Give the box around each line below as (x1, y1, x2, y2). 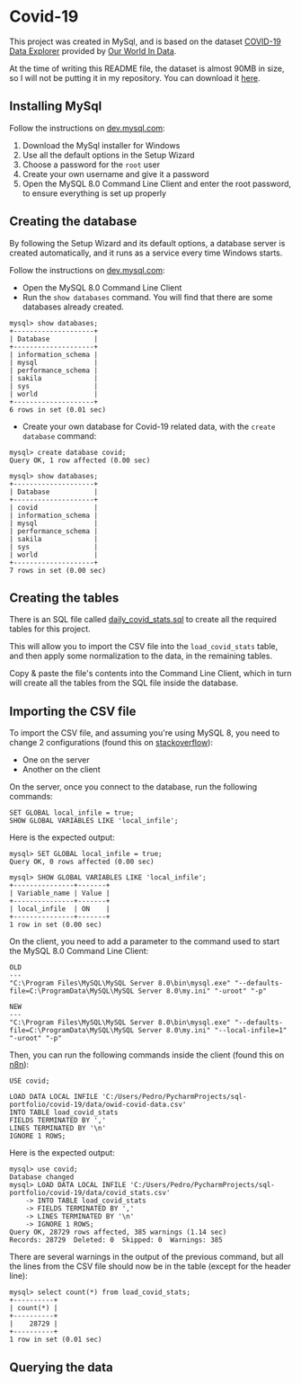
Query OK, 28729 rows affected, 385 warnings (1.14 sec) (9, 1228, 227, 1237)
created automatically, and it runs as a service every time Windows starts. (9, 247, 283, 258)
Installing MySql (9, 99, 102, 114)
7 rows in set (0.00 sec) (9, 566, 106, 575)
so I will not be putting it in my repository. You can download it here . (9, 72, 261, 83)
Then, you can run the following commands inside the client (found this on (9, 1049, 285, 1060)
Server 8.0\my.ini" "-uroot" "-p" (137, 987, 268, 996)
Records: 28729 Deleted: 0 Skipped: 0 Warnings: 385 (9, 1236, 223, 1245)
